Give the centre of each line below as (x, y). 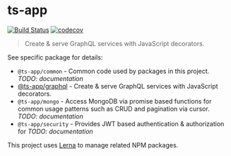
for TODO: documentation (55, 131)
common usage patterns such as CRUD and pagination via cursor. (113, 108)
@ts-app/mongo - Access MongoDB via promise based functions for (114, 101)
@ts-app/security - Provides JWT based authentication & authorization (121, 123)
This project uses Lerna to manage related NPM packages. (93, 145)
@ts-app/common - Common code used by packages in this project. (113, 71)
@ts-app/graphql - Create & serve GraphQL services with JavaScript (118, 86)
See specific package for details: (55, 57)
